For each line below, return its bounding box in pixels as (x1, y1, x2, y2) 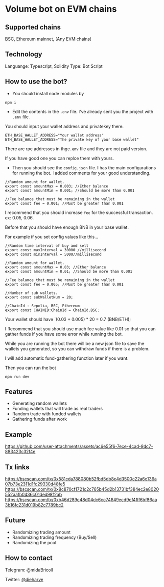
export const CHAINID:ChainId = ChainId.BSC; (5, 308, 99, 313)
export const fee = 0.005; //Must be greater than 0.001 (5, 282, 124, 287)
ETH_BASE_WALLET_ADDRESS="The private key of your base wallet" (5, 137, 139, 142)
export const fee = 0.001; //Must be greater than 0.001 (5, 201, 124, 206)
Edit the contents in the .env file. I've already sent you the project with (12, 108, 154, 114)
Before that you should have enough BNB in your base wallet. (5, 224, 129, 230)
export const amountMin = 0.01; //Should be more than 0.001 (5, 269, 133, 274)
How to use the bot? (5, 78, 68, 86)
